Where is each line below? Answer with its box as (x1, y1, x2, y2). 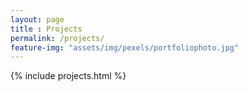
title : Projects (10, 24, 83, 34)
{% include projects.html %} (10, 70, 127, 82)
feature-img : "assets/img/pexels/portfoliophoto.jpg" (10, 42, 240, 53)
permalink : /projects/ (10, 33, 105, 43)
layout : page (10, 14, 65, 25)
